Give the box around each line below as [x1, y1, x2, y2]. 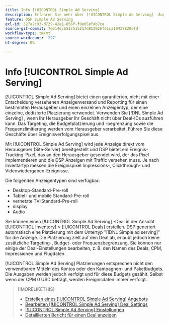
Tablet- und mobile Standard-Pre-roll [12, 192, 90, 199]
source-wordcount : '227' [5, 36, 57, 41]
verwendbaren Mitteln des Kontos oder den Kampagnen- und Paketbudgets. [5, 266, 163, 272]
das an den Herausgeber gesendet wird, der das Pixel [37, 152, 149, 158]
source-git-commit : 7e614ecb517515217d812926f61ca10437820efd [5, 26, 138, 31]
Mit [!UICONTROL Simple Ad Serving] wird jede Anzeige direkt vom [5, 141, 145, 147]
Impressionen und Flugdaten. [5, 250, 66, 256]
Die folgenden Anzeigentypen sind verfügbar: [5, 177, 100, 183]
